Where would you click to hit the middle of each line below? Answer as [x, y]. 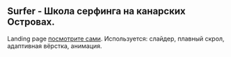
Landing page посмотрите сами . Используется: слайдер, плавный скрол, [116, 38]
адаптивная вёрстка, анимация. [55, 46]
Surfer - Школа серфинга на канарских [96, 11]
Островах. [31, 22]
